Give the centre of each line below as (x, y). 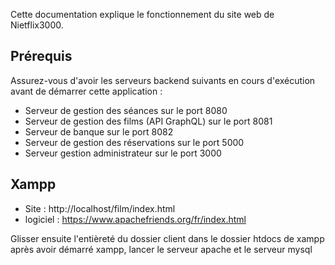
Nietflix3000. (37, 25)
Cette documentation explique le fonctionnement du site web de (142, 14)
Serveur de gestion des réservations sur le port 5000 (134, 142)
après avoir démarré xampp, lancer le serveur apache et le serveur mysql (161, 249)
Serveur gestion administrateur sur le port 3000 (123, 153)
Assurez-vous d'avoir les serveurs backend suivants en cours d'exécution (163, 80)
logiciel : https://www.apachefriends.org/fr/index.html (135, 219)
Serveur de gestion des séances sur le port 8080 (126, 110)
